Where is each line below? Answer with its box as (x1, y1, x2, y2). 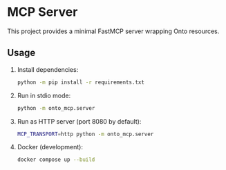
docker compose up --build (17, 156, 95, 163)
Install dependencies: (17, 65, 79, 73)
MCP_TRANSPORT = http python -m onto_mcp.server (17, 131, 154, 138)
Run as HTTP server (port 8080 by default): (17, 117, 142, 125)
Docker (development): (17, 143, 83, 151)
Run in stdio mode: (17, 91, 71, 100)
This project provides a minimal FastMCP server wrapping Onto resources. (7, 27, 220, 35)
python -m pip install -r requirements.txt (17, 79, 145, 86)
